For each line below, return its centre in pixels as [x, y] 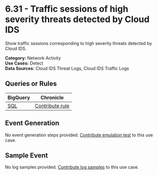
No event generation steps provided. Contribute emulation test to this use [79, 135]
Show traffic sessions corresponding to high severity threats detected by [79, 43]
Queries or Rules [31, 84]
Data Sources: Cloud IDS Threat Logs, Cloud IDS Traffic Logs [67, 68]
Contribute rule [52, 106]
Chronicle [52, 97]
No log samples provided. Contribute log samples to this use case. [72, 167]
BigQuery [19, 97]
